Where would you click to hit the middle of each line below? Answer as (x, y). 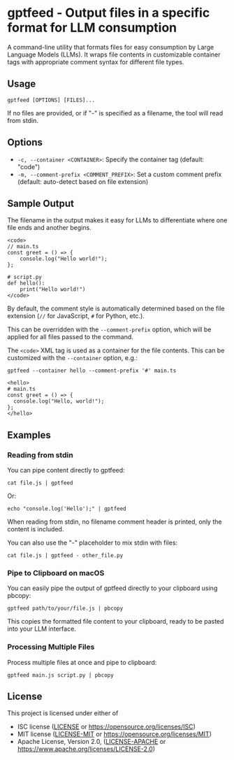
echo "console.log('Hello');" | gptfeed (67, 509)
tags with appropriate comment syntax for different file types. (96, 62)
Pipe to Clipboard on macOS (56, 573)
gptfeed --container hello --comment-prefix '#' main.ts (92, 371)
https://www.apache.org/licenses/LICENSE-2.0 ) (86, 749)
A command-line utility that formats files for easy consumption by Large (111, 47)
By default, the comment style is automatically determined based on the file (116, 308)
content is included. (36, 529)
